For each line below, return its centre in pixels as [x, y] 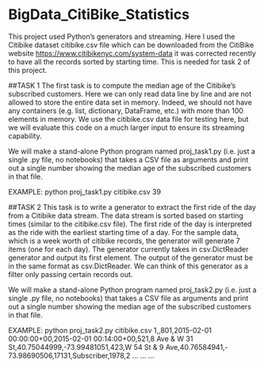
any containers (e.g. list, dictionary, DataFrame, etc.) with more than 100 [126, 110]
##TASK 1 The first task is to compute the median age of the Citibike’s [122, 85]
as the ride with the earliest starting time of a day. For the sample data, [124, 232]
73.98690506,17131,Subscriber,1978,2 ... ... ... [81, 355]
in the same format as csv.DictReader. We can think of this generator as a [128, 266]
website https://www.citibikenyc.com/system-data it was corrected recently [132, 53]
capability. [25, 135]
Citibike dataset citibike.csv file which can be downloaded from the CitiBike [131, 44]
